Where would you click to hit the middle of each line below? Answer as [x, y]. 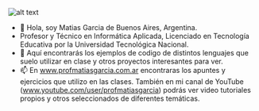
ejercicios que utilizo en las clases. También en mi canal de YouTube [131, 82]
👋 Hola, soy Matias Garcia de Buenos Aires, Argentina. [108, 27]
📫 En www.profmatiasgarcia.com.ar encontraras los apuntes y [123, 70]
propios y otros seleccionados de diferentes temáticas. [110, 98]
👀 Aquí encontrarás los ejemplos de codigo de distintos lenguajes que [134, 53]
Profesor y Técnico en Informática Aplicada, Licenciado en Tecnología [135, 36]
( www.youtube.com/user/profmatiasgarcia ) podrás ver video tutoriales [135, 90]
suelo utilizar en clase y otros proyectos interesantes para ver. [122, 61]
